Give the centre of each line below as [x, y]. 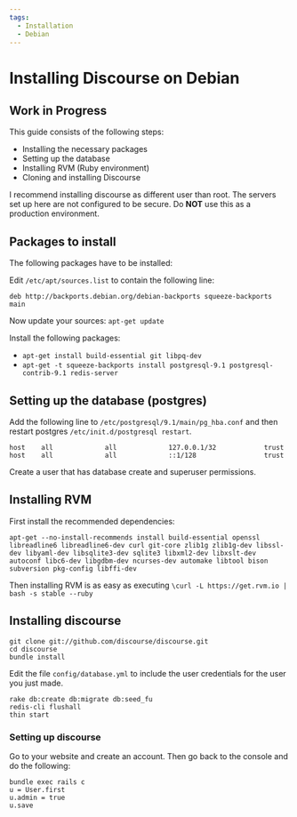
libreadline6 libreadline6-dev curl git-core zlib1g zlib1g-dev [131, 545]
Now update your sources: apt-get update [87, 321]
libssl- [270, 545]
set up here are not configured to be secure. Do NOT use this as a [130, 204]
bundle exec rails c [48, 782]
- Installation [45, 26]
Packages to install [63, 241]
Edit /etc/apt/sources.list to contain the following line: [112, 280]
